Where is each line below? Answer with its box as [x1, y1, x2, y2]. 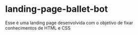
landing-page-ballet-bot [5, 3, 108, 15]
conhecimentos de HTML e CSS [5, 25, 71, 31]
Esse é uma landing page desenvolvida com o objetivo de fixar [5, 20, 134, 26]
